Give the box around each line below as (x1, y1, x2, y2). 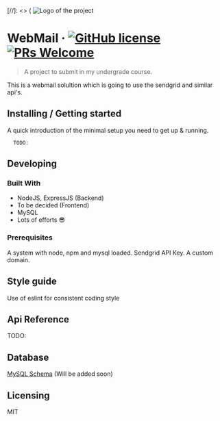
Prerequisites (7, 233, 53, 242)
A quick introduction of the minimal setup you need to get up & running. (7, 126, 209, 134)
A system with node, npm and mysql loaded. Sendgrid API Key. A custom (7, 248, 214, 257)
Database (7, 351, 49, 363)
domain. (7, 255, 30, 264)
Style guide (7, 276, 57, 288)
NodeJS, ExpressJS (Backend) (16, 194, 104, 202)
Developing (7, 158, 57, 170)
